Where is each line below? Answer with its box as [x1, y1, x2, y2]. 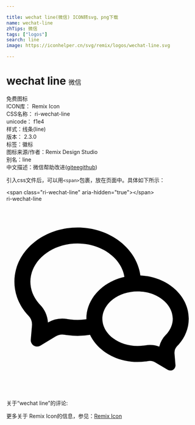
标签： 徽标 [6, 141, 34, 148]
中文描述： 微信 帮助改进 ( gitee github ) [6, 163, 97, 170]
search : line [6, 37, 40, 43]
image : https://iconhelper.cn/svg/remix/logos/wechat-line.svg [6, 43, 171, 49]
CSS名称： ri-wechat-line [6, 110, 70, 118]
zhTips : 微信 [6, 26, 38, 32]
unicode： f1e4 [6, 118, 44, 125]
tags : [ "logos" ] [6, 31, 48, 37]
